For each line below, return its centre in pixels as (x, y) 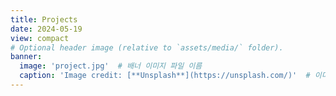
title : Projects (44, 19)
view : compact (40, 38)
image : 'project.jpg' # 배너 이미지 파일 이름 (111, 66)
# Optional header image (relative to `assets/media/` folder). (147, 47)
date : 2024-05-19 (46, 29)
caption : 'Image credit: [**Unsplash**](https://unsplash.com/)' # (165, 76)
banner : (26, 57)
